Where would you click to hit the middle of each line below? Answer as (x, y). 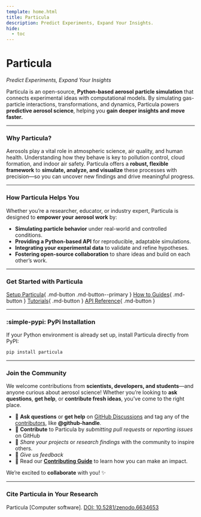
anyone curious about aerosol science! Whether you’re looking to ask (92, 393)
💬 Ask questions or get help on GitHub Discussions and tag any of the (102, 417)
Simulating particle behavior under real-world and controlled (91, 228)
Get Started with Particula (45, 282)
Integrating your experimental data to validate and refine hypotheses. (102, 247)
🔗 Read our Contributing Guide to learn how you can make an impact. (101, 461)
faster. (15, 117)
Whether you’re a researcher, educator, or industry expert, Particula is (92, 210)
